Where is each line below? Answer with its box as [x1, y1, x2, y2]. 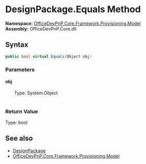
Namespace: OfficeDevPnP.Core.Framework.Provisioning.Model [5, 20, 141, 26]
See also [5, 134, 33, 143]
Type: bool [5, 119, 28, 125]
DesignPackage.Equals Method [5, 4, 141, 15]
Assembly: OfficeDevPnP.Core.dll [5, 25, 77, 31]
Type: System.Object [14, 90, 58, 96]
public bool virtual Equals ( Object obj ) [5, 54, 93, 59]
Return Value [5, 108, 38, 115]
